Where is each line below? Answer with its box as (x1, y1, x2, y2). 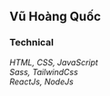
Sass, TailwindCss (9, 66, 79, 77)
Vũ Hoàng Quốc (9, 9, 102, 24)
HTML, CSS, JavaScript (9, 56, 98, 68)
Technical (9, 36, 55, 49)
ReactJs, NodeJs (9, 76, 75, 87)
